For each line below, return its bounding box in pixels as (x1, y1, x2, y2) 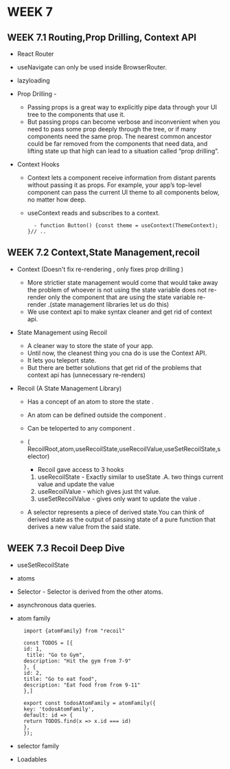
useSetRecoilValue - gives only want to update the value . (37, 495, 201, 503)
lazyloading (16, 76, 50, 85)
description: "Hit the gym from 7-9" (23, 658, 132, 664)
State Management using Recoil (16, 328, 108, 336)
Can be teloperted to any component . (27, 424, 135, 432)
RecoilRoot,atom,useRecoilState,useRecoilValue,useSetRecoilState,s (27, 444, 221, 453)
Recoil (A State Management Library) (16, 384, 122, 392)
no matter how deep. (27, 195, 87, 204)
